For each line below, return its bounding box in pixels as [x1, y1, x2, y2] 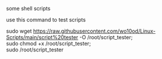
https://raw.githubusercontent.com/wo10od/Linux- [33, 27, 155, 34]
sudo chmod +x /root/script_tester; [6, 40, 91, 47]
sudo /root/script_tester [6, 46, 64, 53]
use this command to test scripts [6, 16, 86, 23]
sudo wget [6, 27, 33, 34]
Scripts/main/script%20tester [6, 34, 79, 40]
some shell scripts [6, 5, 51, 12]
